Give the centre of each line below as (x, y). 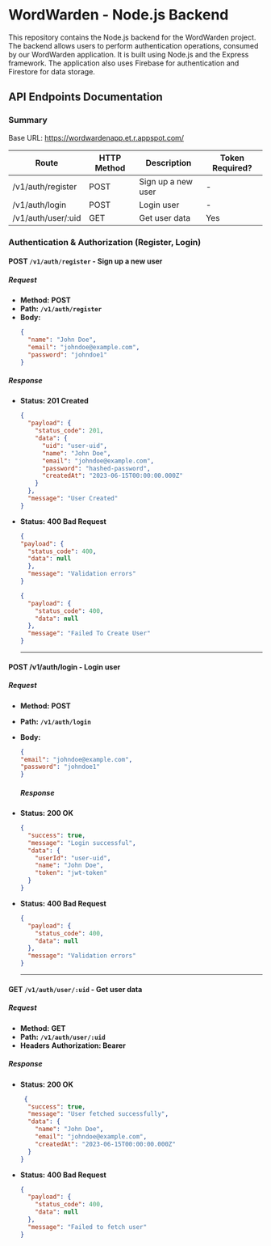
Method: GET (43, 1028)
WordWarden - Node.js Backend (119, 15)
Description (169, 163)
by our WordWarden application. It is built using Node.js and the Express (129, 54)
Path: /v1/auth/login (55, 721)
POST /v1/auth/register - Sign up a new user (85, 261)
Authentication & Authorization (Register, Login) (105, 242)
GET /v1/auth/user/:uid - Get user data (75, 989)
